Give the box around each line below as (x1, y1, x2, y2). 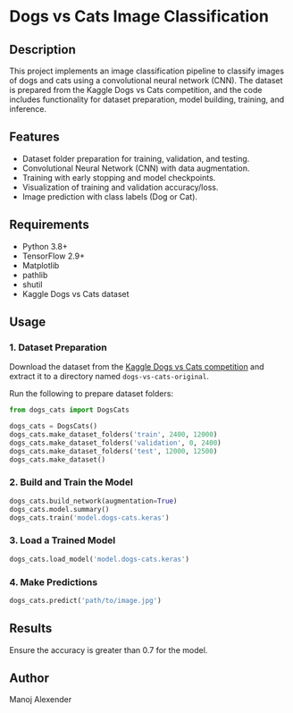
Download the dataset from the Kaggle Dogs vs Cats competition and (9, 361, 265, 372)
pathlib (21, 269, 48, 280)
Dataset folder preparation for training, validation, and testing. (21, 153, 250, 164)
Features (9, 130, 60, 145)
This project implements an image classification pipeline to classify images (9, 65, 284, 76)
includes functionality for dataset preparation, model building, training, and (9, 94, 284, 105)
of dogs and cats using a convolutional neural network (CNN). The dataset (9, 75, 283, 86)
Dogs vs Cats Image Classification (9, 6, 270, 27)
